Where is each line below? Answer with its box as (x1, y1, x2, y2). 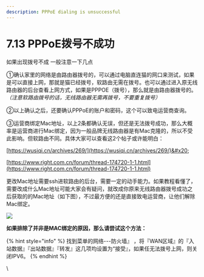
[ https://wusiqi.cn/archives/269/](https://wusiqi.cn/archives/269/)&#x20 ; (6, 147, 189, 154)
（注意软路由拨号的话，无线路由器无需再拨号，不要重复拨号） (6, 93, 161, 101)
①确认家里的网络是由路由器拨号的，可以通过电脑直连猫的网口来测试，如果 (6, 71, 195, 78)
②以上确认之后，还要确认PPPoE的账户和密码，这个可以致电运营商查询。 (6, 107, 190, 114)
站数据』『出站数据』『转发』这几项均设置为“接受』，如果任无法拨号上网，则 (6, 245, 192, 252)
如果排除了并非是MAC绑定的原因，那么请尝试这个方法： (6, 224, 147, 232)
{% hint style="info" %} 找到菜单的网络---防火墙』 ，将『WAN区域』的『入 (6, 237, 194, 244)
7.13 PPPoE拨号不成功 (6, 37, 115, 50)
